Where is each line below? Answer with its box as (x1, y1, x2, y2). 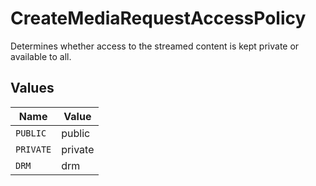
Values (10, 80, 55, 97)
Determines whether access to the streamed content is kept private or (10, 40, 300, 52)
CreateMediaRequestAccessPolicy (10, 7, 307, 30)
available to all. (10, 50, 72, 62)
